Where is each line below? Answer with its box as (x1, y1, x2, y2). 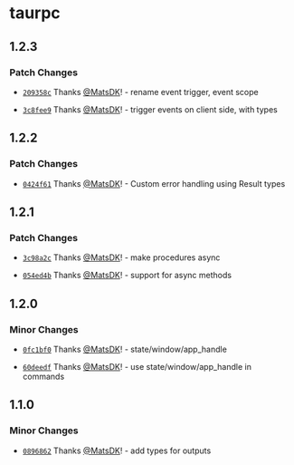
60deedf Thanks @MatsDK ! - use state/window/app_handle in (22, 361, 251, 372)
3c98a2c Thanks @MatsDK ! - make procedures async (22, 252, 221, 263)
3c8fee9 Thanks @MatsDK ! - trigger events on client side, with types (22, 103, 278, 115)
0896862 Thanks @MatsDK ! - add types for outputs (22, 445, 212, 456)
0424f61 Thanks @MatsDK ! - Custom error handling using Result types (22, 178, 286, 189)
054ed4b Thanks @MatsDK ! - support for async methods (22, 270, 232, 281)
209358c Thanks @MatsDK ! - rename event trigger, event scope (22, 86, 260, 97)
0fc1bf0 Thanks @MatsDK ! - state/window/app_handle (22, 344, 228, 354)
